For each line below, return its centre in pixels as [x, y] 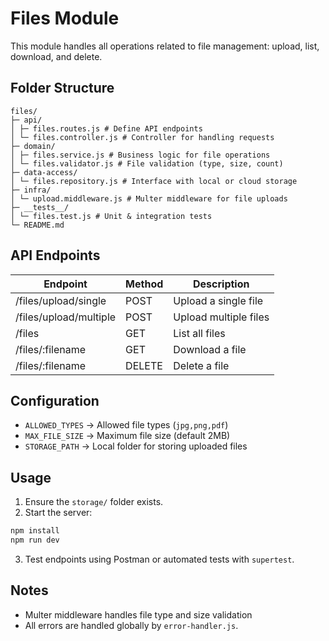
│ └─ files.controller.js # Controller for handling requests [142, 137]
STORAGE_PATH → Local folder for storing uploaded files [136, 446]
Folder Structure [62, 88]
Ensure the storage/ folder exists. [94, 502]
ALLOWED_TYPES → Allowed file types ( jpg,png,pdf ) [126, 425]
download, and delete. [56, 56]
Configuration [55, 400]
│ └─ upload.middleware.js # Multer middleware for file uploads [149, 198]
